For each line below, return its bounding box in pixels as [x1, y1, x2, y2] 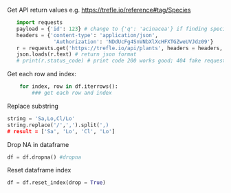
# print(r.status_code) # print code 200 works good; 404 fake [16, 58, 201, 65]
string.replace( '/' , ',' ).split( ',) [7, 122, 109, 128]
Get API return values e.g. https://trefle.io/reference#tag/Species [7, 6, 191, 14]
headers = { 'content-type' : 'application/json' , [16, 32, 158, 38]
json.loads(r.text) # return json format [16, 51, 137, 58]
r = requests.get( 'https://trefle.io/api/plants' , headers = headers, [16, 45, 223, 52]
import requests [16, 19, 63, 26]
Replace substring [7, 102, 58, 110]
